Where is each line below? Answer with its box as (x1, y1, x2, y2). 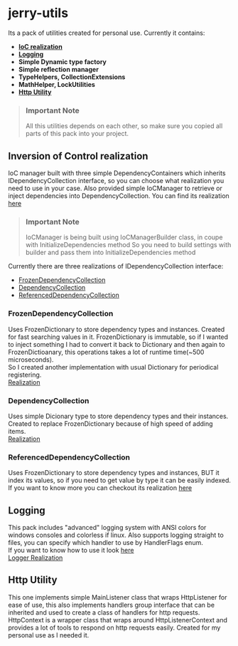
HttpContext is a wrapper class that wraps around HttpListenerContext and (8, 615, 228, 624)
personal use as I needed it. (8, 630, 90, 639)
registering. (8, 370, 42, 379)
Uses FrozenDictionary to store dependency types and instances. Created (8, 325, 225, 333)
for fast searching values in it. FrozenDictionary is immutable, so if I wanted (8, 333, 229, 341)
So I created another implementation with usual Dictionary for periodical (8, 363, 219, 371)
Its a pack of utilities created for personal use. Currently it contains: (8, 28, 205, 37)
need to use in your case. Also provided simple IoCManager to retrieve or (8, 184, 222, 193)
